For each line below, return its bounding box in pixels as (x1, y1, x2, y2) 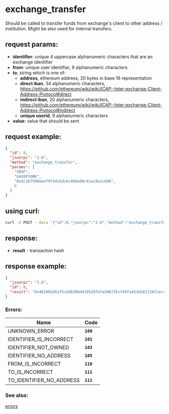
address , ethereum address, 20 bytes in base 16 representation (20, 75, 152, 81)
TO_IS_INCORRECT (8, 369, 54, 376)
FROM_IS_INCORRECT (8, 361, 61, 368)
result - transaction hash (12, 247, 64, 253)
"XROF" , (14, 169, 30, 174)
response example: (5, 262, 67, 271)
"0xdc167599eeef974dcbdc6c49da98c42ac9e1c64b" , (14, 179, 116, 184)
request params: (5, 40, 58, 49)
